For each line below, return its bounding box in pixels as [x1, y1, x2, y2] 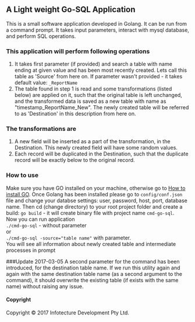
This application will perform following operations [6, 47, 150, 55]
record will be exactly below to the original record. [14, 157, 135, 164]
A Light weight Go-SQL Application [6, 5, 136, 15]
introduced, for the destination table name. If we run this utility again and [6, 264, 180, 271]
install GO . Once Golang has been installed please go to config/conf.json [6, 191, 183, 198]
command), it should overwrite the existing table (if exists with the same [6, 276, 179, 283]
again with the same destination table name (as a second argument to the [6, 270, 182, 277]
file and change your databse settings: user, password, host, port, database [6, 197, 188, 204]
